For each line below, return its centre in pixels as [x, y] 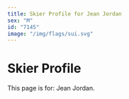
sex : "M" [20, 21]
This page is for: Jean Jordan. [51, 88]
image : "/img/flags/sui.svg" [50, 34]
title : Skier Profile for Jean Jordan [64, 14]
